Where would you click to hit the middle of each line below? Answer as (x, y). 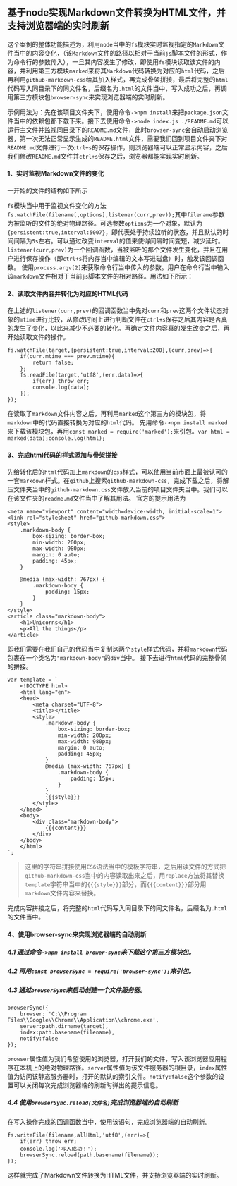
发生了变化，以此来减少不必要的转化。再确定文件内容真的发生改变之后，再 (121, 328)
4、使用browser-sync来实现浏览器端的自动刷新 (77, 935)
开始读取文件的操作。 (38, 337)
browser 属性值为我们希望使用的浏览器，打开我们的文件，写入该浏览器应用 (114, 1058)
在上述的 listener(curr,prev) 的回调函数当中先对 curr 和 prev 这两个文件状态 (115, 311)
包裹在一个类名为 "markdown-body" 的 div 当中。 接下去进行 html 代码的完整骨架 (117, 658)
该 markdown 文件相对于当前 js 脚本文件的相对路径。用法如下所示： (101, 276)
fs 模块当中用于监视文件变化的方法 (57, 206)
